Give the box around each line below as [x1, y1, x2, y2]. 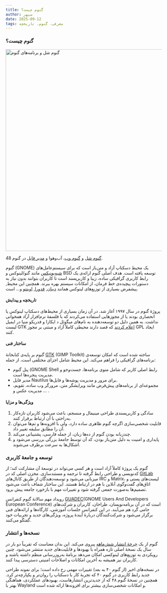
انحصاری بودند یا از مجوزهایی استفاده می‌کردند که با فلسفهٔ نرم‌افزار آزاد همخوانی [5, 313, 155, 319]
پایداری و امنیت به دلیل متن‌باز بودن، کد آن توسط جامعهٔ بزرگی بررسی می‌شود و [12, 437, 160, 443]
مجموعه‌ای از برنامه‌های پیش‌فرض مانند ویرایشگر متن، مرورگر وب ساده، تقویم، [12, 382, 159, 388]
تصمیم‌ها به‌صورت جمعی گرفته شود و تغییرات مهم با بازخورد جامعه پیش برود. [5, 486, 147, 492]
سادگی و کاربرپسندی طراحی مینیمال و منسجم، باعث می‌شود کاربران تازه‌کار [12, 410, 154, 416]
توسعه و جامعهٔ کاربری [5, 454, 53, 461]
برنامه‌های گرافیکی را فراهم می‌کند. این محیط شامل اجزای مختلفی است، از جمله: [5, 357, 156, 363]
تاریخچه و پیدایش [5, 297, 37, 303]
